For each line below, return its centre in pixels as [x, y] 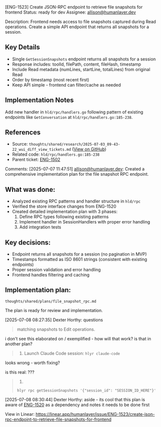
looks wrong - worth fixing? [32, 363]
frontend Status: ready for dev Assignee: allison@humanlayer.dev [71, 12]
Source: [20, 144]
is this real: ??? [20, 372]
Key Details [23, 47]
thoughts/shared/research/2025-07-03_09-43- [74, 145]
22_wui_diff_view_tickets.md [41, 150]
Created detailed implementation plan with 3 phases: [65, 212]
